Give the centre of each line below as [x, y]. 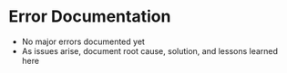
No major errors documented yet [83, 41]
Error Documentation [90, 17]
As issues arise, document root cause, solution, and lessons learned [150, 50]
